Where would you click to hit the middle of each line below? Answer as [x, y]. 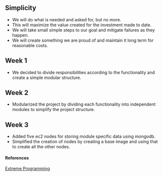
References [17, 158]
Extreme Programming [27, 169]
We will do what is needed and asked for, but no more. [67, 19]
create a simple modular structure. [47, 78]
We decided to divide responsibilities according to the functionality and [83, 72]
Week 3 [17, 125]
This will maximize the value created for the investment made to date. [82, 25]
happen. [20, 35]
